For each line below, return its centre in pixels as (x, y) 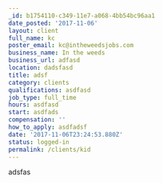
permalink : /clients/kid (50, 149)
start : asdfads (34, 113)
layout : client (34, 30)
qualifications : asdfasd (50, 90)
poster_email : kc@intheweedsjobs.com (71, 46)
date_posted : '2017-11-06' (53, 23)
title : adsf (28, 75)
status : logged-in (39, 142)
